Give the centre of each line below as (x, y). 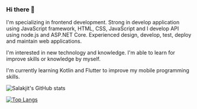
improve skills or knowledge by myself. (54, 59)
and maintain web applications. (44, 41)
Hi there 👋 (21, 9)
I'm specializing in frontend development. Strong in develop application (93, 23)
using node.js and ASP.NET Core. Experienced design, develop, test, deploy (99, 35)
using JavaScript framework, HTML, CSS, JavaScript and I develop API (93, 28)
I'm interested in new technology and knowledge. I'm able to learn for (91, 53)
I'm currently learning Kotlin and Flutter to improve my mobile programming (98, 70)
